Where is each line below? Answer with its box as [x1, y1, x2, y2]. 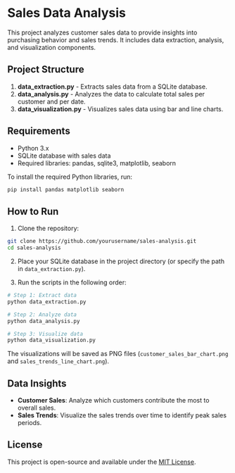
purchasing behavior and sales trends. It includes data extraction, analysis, [7, 35, 224, 44]
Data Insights [7, 377, 67, 389]
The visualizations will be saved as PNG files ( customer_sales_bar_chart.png [7, 350, 229, 358]
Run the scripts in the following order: [17, 278, 127, 286]
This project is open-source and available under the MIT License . [7, 458, 196, 466]
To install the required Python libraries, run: [7, 172, 132, 181]
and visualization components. [7, 43, 96, 51]
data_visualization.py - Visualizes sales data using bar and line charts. [17, 104, 224, 113]
